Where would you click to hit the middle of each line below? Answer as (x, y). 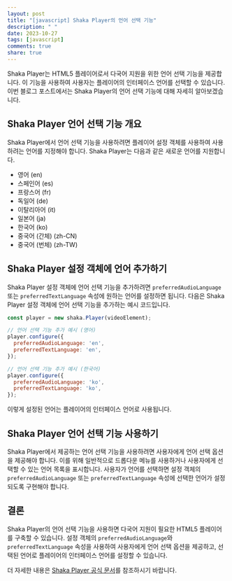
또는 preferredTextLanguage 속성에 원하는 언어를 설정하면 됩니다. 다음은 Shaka (116, 295)
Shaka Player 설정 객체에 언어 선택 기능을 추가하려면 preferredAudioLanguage (114, 287)
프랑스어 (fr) (34, 192)
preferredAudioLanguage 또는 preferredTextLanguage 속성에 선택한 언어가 (110, 477)
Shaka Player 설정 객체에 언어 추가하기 (87, 269)
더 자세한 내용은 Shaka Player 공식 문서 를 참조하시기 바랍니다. (92, 570)
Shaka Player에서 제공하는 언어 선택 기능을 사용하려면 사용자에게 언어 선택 (109, 451)
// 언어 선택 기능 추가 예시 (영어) (52, 330)
